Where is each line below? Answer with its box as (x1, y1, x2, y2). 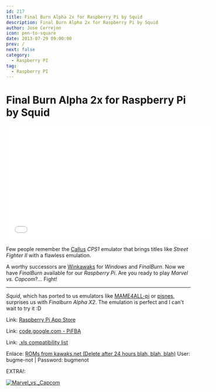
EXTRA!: (6, 368, 26, 375)
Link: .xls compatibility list (6, 339, 68, 346)
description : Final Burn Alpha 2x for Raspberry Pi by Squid (6, 19, 159, 25)
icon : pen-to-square (6, 30, 57, 36)
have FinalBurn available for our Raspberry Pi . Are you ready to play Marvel (6, 270, 188, 277)
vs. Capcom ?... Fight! (6, 276, 57, 283)
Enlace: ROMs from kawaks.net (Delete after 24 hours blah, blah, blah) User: (6, 350, 190, 357)
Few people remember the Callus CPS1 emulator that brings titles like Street (6, 246, 188, 253)
